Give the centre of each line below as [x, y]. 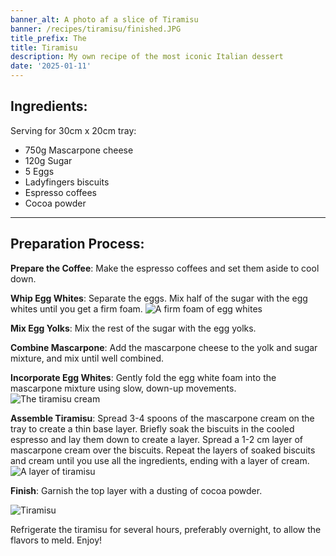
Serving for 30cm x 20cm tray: [73, 130]
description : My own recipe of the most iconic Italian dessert [147, 57]
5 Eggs [39, 171]
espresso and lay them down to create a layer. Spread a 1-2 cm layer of [157, 439]
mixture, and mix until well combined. [87, 358]
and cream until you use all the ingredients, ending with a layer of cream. [160, 460]
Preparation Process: [77, 244]
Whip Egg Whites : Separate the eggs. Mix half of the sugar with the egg [159, 298]
